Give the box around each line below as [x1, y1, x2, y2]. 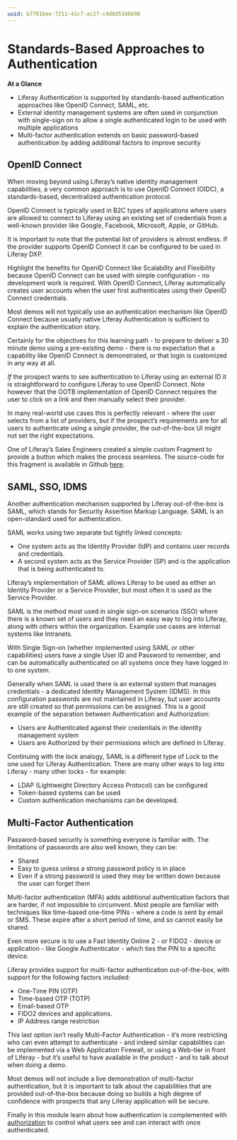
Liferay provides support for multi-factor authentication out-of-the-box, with [7, 966, 230, 974]
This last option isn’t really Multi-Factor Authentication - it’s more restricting [7, 1031, 228, 1039]
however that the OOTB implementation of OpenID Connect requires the [7, 387, 217, 397]
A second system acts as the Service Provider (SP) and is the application [17, 557, 231, 566]
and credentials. [17, 549, 65, 558]
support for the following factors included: [7, 973, 131, 981]
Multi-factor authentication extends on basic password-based [17, 130, 199, 139]
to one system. [7, 666, 51, 675]
